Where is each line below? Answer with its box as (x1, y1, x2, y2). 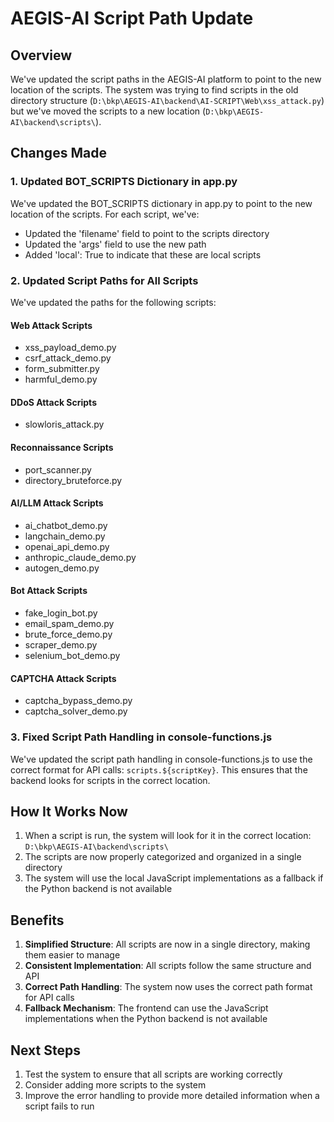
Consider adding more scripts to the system (24, 1078, 207, 1091)
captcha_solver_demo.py (24, 705, 128, 717)
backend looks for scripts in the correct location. (10, 774, 211, 786)
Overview (10, 47, 73, 64)
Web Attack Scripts (10, 319, 93, 331)
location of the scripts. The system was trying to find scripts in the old (10, 84, 299, 96)
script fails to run (24, 1100, 95, 1112)
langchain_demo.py (24, 530, 106, 542)
